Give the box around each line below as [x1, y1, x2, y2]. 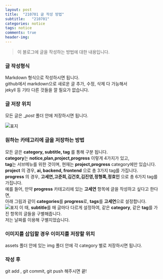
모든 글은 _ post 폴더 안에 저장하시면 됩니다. [5, 113, 89, 119]
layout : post [5, 7, 32, 12]
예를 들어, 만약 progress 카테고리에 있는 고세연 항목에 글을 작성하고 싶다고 [5, 186, 149, 192]
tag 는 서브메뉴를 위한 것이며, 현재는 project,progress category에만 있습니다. [5, 161, 157, 167]
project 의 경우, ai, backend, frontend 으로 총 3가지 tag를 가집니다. [5, 167, 138, 173]
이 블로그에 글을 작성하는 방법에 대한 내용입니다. [17, 49, 110, 55]
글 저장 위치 [5, 101, 31, 108]
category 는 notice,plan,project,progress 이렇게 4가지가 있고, [5, 155, 129, 161]
